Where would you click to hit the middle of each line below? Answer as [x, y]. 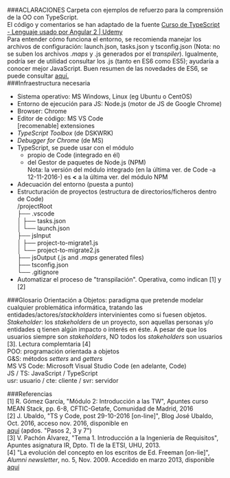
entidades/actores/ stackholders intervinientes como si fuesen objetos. [107, 315]
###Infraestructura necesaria [49, 83]
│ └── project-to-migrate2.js [58, 250]
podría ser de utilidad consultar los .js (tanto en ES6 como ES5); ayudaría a [113, 61]
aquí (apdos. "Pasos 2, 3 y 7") [49, 430]
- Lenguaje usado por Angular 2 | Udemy [65, 32]
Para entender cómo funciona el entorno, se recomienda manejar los [104, 39]
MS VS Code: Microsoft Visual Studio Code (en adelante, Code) [97, 366]
